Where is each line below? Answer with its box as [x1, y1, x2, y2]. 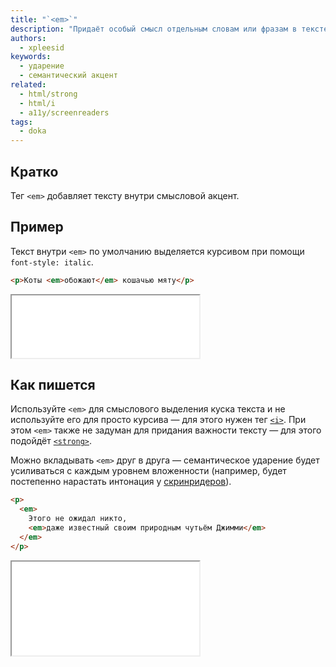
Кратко [10, 163, 59, 180]
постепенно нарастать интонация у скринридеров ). [10, 476, 232, 488]
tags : [10, 117, 33, 127]
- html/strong [19, 89, 78, 99]
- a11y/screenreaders [19, 107, 110, 118]
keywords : [10, 52, 52, 62]
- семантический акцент [19, 71, 118, 81]
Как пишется [10, 377, 96, 394]
